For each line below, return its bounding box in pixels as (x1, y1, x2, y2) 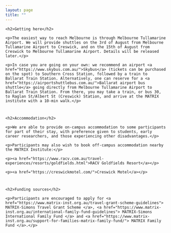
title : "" (5, 12, 27, 17)
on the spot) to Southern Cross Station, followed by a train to (5, 71, 147, 76)
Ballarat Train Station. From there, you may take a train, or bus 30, (5, 89, 161, 94)
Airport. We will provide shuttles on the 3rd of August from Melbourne (5, 40, 164, 45)
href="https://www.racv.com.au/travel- (18, 156, 104, 161)
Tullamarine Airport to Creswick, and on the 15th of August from (5, 44, 150, 49)
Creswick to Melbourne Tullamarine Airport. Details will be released (5, 49, 159, 54)
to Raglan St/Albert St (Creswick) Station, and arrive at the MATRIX (5, 93, 159, 99)
